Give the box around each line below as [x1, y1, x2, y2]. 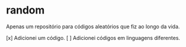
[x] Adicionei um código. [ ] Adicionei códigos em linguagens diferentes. [6, 34, 180, 41]
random [6, 4, 45, 17]
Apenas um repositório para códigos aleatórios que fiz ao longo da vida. [6, 23, 180, 30]
